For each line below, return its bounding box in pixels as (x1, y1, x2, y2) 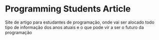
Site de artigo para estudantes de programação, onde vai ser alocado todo (5, 19, 155, 25)
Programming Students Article (5, 3, 131, 14)
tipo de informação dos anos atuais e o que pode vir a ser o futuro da (5, 24, 144, 30)
